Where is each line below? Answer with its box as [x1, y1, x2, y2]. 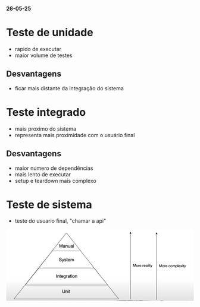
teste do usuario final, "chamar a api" [14, 217, 107, 224]
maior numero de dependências [14, 164, 93, 172]
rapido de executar [14, 45, 61, 52]
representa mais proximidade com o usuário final [14, 131, 135, 138]
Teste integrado [6, 105, 86, 119]
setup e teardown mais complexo [14, 177, 96, 184]
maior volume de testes [14, 52, 73, 59]
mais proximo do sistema [14, 125, 76, 132]
